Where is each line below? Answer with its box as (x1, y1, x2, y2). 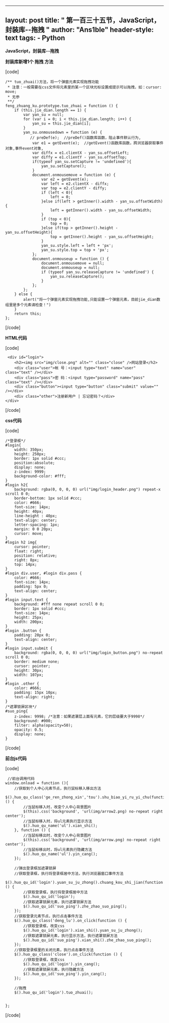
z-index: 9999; (14, 469, 46, 474)
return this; (14, 311, 42, 316)
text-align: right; (14, 694, 55, 699)
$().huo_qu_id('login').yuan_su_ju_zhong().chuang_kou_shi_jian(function (5, 880, 163, 885)
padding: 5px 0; (14, 584, 49, 589)
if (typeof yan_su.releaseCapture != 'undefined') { (41, 270, 154, 275)
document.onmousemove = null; (41, 260, 105, 265)
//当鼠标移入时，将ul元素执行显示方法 (23, 819, 93, 824)
